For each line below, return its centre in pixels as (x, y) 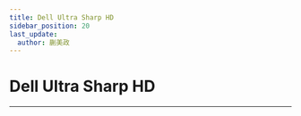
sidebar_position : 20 (50, 26)
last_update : (34, 34)
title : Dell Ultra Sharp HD (62, 17)
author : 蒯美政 (43, 42)
